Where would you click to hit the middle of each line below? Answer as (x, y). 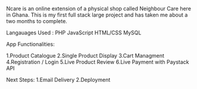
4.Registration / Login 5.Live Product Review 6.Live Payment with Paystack (98, 62)
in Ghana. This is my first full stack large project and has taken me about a (97, 15)
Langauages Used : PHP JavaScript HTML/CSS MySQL (74, 33)
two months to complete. (37, 21)
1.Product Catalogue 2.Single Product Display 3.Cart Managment (85, 55)
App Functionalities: (30, 44)
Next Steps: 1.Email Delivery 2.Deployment (58, 80)
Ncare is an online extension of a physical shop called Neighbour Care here (99, 9)
